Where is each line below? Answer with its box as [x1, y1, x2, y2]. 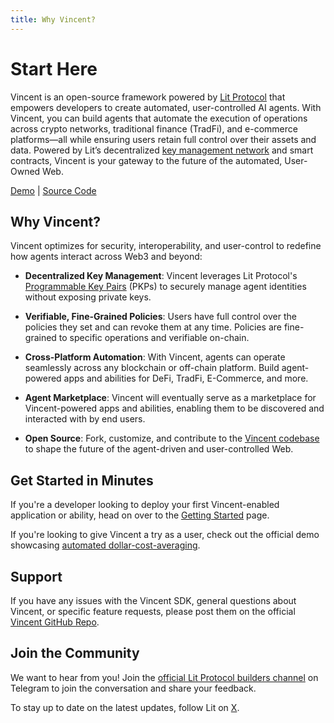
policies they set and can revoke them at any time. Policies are [24, 321, 282, 333]
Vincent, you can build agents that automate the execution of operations [10, 112, 308, 124]
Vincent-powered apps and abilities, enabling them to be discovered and [24, 402, 325, 415]
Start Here [10, 57, 98, 80]
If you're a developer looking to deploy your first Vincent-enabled [10, 499, 280, 511]
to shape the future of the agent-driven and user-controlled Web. [24, 443, 294, 455]
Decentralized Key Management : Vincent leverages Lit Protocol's [24, 270, 298, 282]
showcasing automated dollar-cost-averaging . [10, 539, 201, 551]
